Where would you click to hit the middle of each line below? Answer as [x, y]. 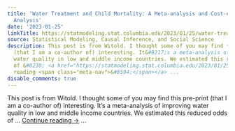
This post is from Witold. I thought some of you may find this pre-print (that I [117, 98]
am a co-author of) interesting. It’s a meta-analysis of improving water [108, 106]
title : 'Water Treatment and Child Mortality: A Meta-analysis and [108, 14]
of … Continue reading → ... [47, 121]
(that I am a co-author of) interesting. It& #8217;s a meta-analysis [117, 53]
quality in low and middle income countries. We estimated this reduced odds [117, 113]
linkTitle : [23, 33]
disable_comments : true [42, 78]
